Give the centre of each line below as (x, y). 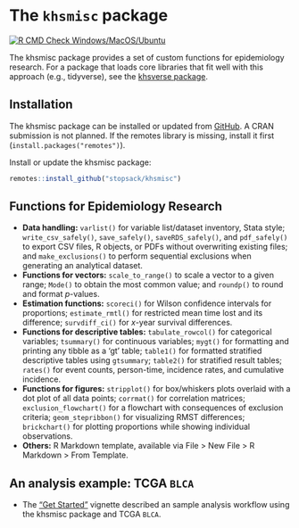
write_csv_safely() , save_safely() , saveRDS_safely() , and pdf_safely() (155, 237)
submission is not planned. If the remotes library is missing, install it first (142, 136)
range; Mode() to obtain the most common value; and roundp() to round (153, 285)
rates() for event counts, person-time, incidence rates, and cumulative (153, 370)
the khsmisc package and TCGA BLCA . (91, 515)
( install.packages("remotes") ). (67, 144)
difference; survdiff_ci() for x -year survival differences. (127, 323)
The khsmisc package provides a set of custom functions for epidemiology (147, 57)
